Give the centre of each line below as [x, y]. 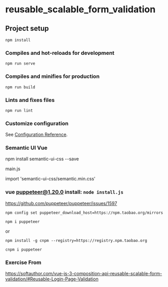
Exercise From [23, 262]
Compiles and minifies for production [52, 76]
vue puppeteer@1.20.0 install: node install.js [64, 192]
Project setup [27, 28]
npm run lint [19, 110]
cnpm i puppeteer [24, 250]
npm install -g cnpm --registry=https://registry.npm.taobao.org [76, 240]
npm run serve [20, 64]
